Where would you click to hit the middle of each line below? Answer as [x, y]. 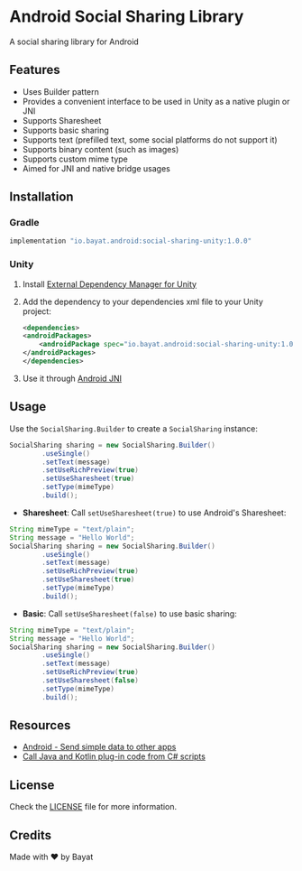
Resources [40, 725]
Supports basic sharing [66, 130]
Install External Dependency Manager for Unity [109, 284]
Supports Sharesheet [62, 120]
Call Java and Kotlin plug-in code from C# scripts [114, 756]
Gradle [24, 223]
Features [35, 70]
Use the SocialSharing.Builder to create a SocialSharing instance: [134, 428]
